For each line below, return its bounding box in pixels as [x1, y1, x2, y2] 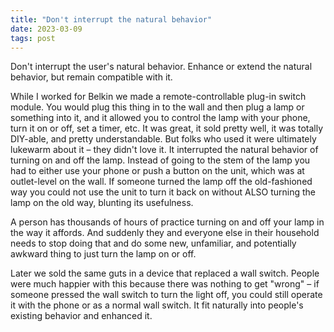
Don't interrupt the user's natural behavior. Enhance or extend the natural [10, 61, 313, 73]
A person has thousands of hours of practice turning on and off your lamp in [10, 216, 325, 228]
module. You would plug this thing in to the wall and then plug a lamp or [10, 101, 305, 113]
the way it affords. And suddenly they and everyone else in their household [10, 227, 320, 239]
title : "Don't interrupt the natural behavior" [10, 14, 213, 25]
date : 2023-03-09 [10, 24, 83, 34]
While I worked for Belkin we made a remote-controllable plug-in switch [10, 91, 307, 103]
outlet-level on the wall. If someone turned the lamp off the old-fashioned [10, 176, 313, 188]
